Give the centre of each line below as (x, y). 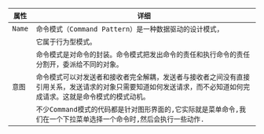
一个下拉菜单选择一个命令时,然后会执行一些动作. (127, 120)
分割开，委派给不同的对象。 (79, 65)
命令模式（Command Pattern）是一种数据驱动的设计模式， (130, 29)
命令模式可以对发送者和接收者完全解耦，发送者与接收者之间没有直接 (143, 77)
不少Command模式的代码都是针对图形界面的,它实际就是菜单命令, (137, 109)
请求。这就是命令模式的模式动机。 (96, 97)
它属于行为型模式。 (66, 42)
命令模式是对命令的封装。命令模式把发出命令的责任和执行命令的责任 (143, 54)
